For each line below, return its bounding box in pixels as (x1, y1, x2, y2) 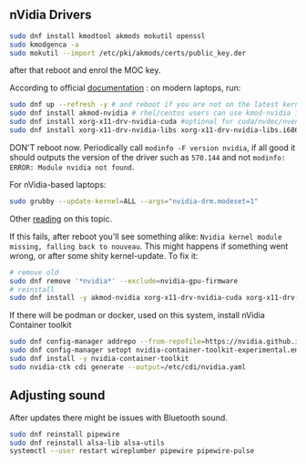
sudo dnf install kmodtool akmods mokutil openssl (9, 31, 206, 40)
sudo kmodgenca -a (9, 40, 79, 49)
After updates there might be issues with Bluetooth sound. (9, 412, 228, 423)
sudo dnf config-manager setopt (9, 345, 132, 355)
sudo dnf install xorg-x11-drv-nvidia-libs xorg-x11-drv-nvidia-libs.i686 (9, 126, 300, 135)
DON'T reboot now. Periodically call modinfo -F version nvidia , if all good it (9, 141, 296, 153)
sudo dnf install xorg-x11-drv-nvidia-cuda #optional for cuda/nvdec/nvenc (9, 118, 303, 127)
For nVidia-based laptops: (9, 179, 107, 190)
